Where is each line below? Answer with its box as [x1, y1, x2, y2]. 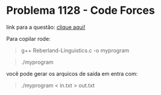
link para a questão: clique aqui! [6, 23, 86, 31]
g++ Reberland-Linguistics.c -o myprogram [21, 46, 130, 54]
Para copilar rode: [6, 35, 51, 42]
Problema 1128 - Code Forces [6, 4, 155, 17]
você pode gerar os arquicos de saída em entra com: [6, 70, 138, 77]
